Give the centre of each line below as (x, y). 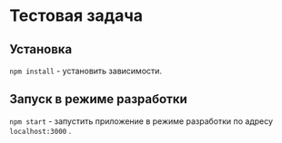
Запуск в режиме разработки (99, 99)
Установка (41, 49)
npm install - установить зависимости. (86, 71)
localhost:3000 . (40, 130)
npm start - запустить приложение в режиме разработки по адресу (141, 121)
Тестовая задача (76, 16)
